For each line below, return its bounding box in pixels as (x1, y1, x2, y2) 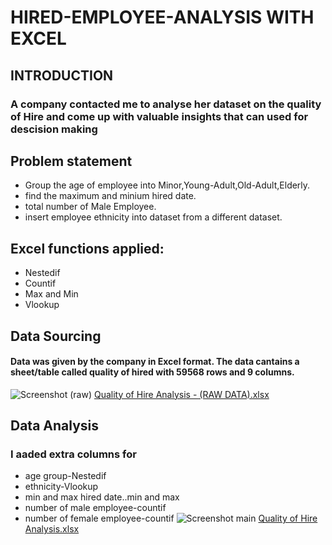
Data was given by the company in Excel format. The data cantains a (10, 356, 300, 368)
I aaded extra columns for (10, 447, 137, 461)
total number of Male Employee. (24, 201, 157, 213)
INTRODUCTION (10, 67, 114, 84)
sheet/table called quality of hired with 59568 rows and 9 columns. (10, 366, 295, 378)
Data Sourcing (10, 327, 102, 345)
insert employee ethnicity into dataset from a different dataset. (24, 211, 283, 223)
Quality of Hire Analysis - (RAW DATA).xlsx (93, 388, 270, 400)
